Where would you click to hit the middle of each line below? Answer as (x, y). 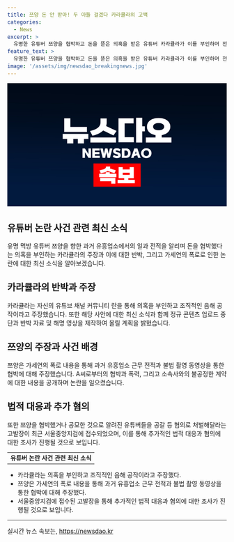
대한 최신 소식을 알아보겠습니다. (63, 263)
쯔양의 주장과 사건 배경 (53, 347)
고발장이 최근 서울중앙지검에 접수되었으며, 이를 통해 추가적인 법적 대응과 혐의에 (114, 433)
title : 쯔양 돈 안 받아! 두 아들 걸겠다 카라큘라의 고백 (78, 15)
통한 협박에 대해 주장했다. (52, 492)
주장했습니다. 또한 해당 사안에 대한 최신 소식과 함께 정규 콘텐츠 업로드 (125, 314)
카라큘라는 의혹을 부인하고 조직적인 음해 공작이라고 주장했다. (99, 474)
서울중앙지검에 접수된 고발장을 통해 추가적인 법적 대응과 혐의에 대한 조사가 (118, 501)
